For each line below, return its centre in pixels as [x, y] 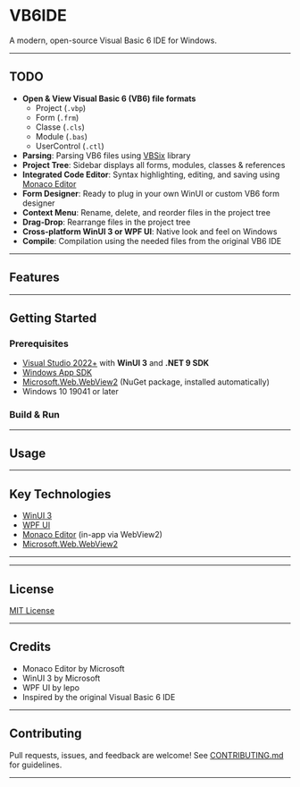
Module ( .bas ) [61, 136]
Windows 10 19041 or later [70, 392]
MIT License [32, 610]
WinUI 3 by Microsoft [61, 678]
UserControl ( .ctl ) [70, 146]
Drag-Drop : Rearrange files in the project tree [106, 222]
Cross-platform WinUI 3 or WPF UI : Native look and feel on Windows [150, 231]
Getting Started [53, 318]
